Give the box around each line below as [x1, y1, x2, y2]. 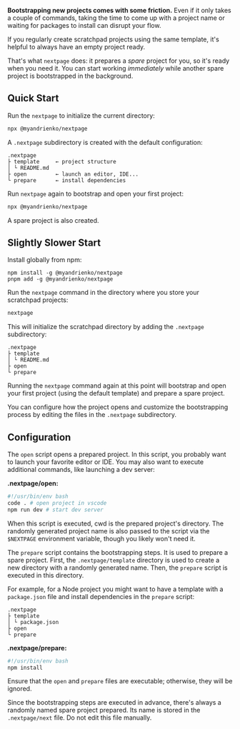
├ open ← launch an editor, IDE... [7, 171, 139, 178]
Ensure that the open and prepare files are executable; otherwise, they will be [7, 677, 233, 685]
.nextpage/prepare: [7, 643, 67, 652]
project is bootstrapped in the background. [7, 71, 134, 80]
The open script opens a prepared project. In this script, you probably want [7, 450, 226, 459]
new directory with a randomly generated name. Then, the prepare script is [7, 563, 228, 572]
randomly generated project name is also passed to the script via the [7, 526, 210, 535]
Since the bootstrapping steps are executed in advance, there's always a [7, 698, 221, 707]
